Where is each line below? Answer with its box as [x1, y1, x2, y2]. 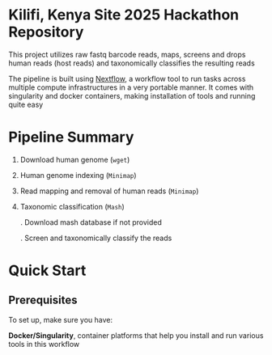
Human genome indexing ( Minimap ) [19, 170, 137, 180]
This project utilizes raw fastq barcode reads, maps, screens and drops [8, 49, 246, 59]
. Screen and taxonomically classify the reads [19, 233, 172, 243]
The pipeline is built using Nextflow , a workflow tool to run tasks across [8, 74, 246, 83]
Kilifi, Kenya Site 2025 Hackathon [8, 6, 240, 24]
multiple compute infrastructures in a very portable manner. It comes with [8, 82, 254, 92]
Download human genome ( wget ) [19, 154, 130, 164]
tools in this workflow [8, 339, 80, 349]
